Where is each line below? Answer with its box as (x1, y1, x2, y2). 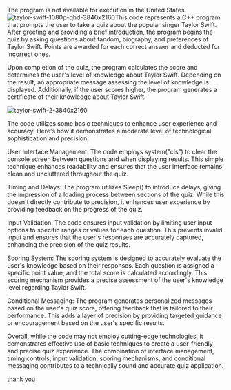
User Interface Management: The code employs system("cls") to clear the (7, 148, 217, 156)
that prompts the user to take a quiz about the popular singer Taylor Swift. (7, 21, 217, 28)
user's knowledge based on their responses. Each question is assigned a (7, 261, 215, 269)
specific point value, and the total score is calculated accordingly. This (7, 269, 208, 277)
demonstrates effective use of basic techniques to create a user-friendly (7, 340, 214, 348)
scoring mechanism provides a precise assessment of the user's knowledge (7, 276, 224, 284)
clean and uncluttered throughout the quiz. (7, 169, 129, 178)
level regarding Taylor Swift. (7, 284, 87, 291)
